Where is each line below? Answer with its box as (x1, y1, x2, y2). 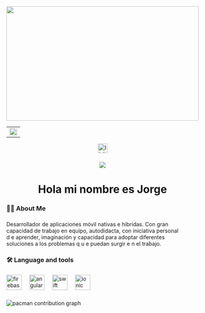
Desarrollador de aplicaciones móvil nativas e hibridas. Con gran (6, 220, 169, 228)
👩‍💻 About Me (6, 204, 46, 213)
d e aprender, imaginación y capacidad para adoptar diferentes (6, 233, 165, 240)
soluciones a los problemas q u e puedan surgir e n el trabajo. (6, 240, 162, 247)
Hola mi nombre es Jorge (38, 182, 167, 196)
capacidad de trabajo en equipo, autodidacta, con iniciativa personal (6, 227, 179, 234)
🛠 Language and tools (6, 256, 74, 264)
